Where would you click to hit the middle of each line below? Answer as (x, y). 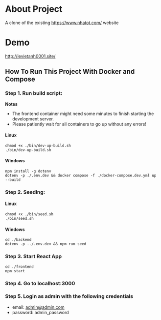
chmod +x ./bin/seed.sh (29, 214)
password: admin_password (41, 312)
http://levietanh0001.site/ (30, 56)
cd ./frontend (20, 266)
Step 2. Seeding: (25, 192)
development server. (33, 118)
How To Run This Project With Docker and (70, 72)
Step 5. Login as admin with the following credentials (69, 296)
